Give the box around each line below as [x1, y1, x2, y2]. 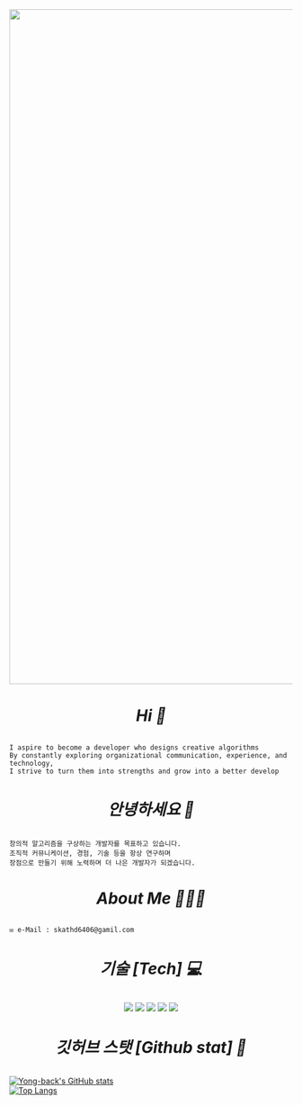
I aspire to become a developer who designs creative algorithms [9, 742, 259, 752]
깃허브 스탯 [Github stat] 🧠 [55, 1038, 247, 1058]
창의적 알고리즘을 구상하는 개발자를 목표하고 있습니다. [9, 839, 182, 849]
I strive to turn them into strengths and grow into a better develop [9, 767, 280, 776]
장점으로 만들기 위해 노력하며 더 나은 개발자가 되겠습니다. [9, 858, 196, 867]
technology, [9, 759, 54, 768]
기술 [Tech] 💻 [100, 958, 202, 979]
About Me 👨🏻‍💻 [95, 888, 207, 908]
